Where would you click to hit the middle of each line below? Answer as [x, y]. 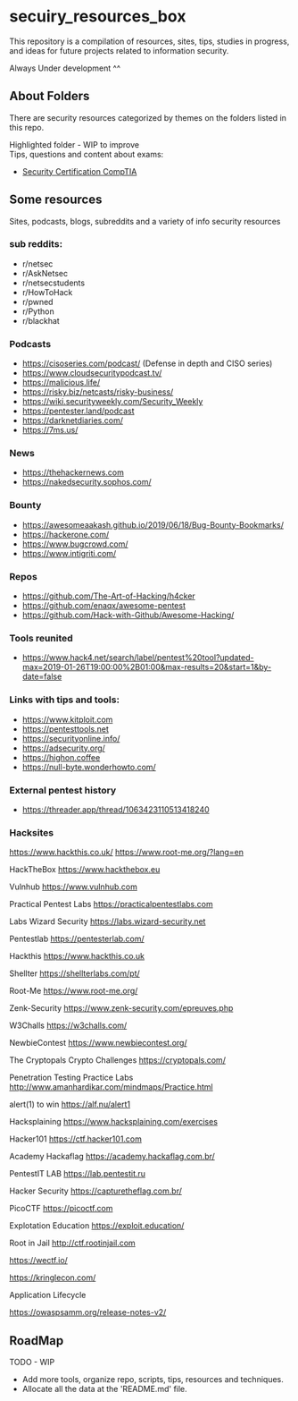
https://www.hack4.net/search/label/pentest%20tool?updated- [138, 658]
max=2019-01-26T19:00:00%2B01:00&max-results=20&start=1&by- [147, 667]
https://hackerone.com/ [66, 534]
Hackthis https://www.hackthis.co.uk [77, 956]
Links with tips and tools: [65, 700]
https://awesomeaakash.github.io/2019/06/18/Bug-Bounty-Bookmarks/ [153, 524]
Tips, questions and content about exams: [87, 154]
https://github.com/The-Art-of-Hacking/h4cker [109, 596]
